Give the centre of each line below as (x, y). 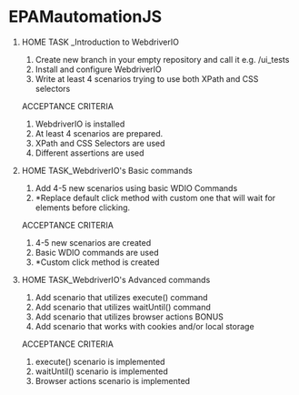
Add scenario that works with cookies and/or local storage (145, 326)
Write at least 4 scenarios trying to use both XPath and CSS (147, 78)
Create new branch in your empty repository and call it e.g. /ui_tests (162, 59)
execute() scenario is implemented (100, 361)
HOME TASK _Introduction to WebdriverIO (100, 42)
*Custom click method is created (97, 262)
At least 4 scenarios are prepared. (99, 133)
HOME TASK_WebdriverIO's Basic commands (107, 170)
